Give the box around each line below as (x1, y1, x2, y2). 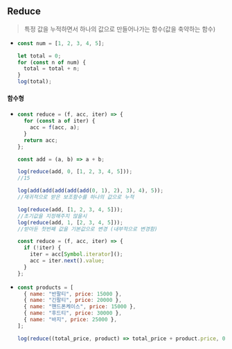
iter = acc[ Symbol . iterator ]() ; (30, 251, 123, 258)
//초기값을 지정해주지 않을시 (17, 213, 87, 220)
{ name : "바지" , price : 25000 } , (24, 316, 118, 323)
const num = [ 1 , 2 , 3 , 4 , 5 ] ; (17, 39, 105, 47)
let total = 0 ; (17, 52, 62, 60)
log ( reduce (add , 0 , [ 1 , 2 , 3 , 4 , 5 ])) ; (17, 168, 133, 175)
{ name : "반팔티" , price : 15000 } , (24, 290, 123, 297)
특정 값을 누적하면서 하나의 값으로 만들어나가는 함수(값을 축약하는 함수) (24, 24, 216, 33)
